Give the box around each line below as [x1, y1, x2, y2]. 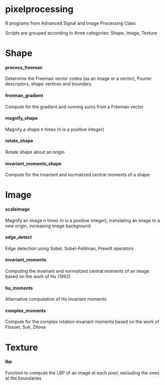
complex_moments [5, 308, 46, 314]
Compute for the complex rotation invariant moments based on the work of [5, 319, 159, 325]
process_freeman [5, 64, 42, 70]
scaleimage [5, 206, 30, 212]
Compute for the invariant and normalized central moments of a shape [5, 172, 150, 178]
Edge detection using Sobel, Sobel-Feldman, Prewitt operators [5, 245, 134, 251]
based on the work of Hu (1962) [5, 273, 71, 279]
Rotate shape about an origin [5, 149, 65, 155]
